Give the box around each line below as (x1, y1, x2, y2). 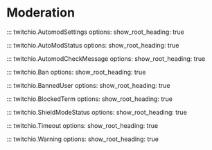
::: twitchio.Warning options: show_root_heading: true (6, 135, 159, 143)
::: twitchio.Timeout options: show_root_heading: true (6, 121, 159, 129)
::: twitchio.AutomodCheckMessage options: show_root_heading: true (6, 54, 206, 63)
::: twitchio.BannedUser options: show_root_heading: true (6, 81, 170, 89)
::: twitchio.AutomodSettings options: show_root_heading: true (6, 28, 184, 36)
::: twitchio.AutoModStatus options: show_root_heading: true (6, 41, 179, 49)
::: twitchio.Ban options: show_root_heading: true (6, 68, 146, 76)
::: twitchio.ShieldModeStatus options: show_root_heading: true (6, 108, 188, 116)
